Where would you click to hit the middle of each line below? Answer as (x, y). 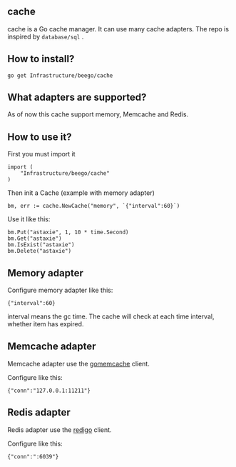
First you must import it (42, 154)
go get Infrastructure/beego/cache (60, 75)
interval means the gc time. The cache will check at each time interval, (111, 316)
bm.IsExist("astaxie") (41, 245)
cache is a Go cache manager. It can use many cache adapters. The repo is (118, 29)
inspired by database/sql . (46, 36)
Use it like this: (29, 219)
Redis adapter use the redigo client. (60, 430)
